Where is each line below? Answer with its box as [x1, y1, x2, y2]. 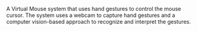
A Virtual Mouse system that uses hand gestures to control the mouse [6, 5, 181, 12]
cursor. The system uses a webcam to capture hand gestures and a [6, 12, 175, 19]
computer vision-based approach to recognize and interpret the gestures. [6, 18, 192, 25]
